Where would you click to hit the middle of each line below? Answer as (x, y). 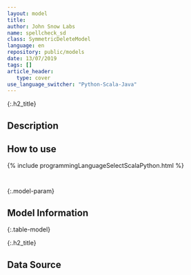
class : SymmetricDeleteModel (49, 39)
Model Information (48, 212)
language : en (26, 46)
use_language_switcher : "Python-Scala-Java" (72, 84)
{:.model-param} (31, 191)
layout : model (28, 13)
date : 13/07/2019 (32, 59)
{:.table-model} (29, 229)
